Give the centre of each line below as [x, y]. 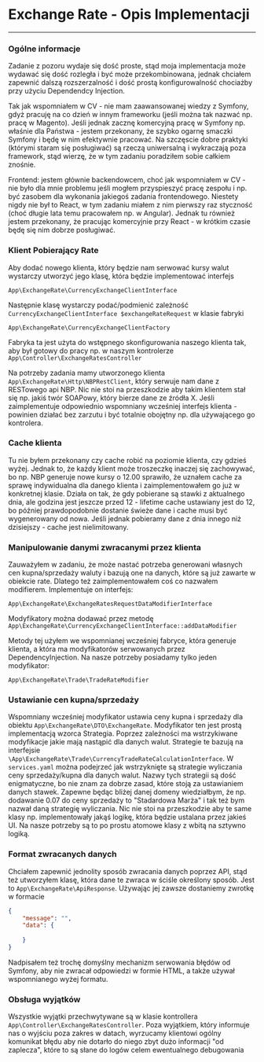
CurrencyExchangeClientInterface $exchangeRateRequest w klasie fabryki [126, 313]
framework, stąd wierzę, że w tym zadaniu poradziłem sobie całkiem [119, 156]
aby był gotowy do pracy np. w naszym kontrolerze [91, 351]
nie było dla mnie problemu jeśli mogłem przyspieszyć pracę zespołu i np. [128, 188]
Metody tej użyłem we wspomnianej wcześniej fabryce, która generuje [123, 641]
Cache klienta [35, 443]
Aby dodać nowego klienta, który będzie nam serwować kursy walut [119, 267]
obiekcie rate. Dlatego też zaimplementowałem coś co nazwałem [113, 581]
